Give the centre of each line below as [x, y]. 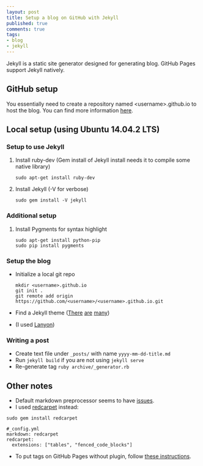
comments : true [26, 29]
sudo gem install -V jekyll [51, 200]
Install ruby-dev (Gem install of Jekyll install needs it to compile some [103, 160]
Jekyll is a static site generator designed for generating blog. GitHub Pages [101, 63]
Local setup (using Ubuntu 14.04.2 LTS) [83, 130]
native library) [33, 167]
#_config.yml [23, 429]
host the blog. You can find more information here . [70, 110]
